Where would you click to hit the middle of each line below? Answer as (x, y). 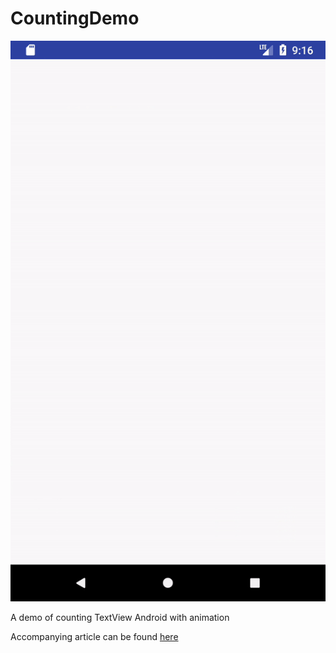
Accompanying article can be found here (94, 637)
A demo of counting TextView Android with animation (120, 618)
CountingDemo (75, 18)
